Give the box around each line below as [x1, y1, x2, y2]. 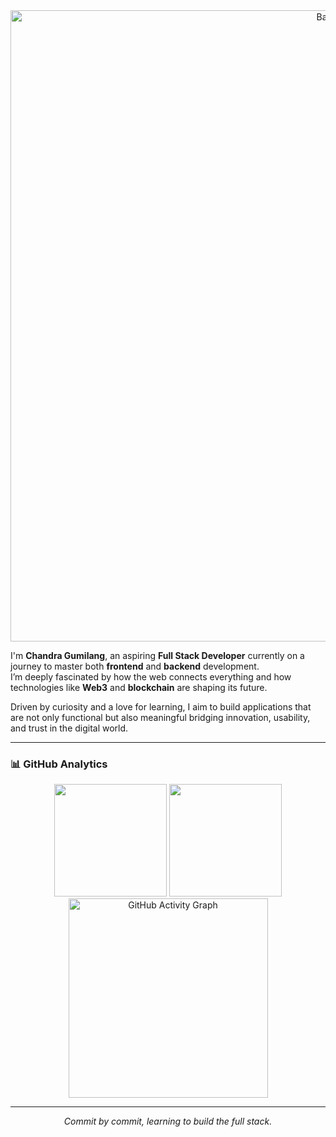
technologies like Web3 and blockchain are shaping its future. [10, 682, 268, 693]
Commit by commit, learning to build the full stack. [63, 1115, 273, 1128]
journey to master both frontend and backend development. [10, 660, 260, 672]
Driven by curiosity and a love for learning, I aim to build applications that [10, 701, 312, 713]
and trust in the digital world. [10, 722, 129, 734]
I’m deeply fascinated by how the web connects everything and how [10, 671, 292, 683]
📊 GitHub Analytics [10, 757, 108, 771]
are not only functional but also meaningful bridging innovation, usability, [10, 712, 311, 723]
